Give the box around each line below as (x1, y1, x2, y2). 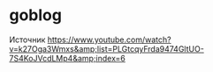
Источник (9, 34, 46, 45)
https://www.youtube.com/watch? (47, 34, 171, 45)
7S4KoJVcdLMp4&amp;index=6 (9, 53, 126, 63)
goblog (9, 5, 62, 25)
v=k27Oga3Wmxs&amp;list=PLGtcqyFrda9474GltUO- (9, 43, 205, 54)
